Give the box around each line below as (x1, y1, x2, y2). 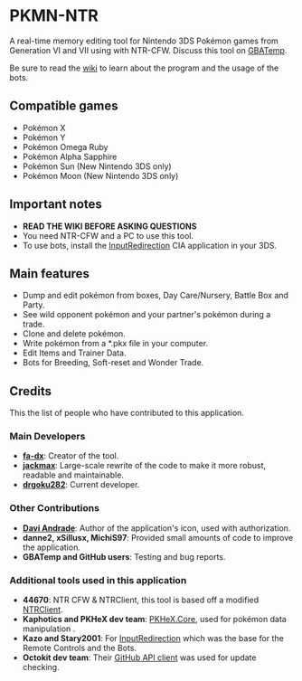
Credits (9, 383, 52, 399)
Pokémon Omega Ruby (22, 141, 109, 152)
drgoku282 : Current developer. (22, 479, 140, 490)
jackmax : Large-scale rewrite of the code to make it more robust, (22, 460, 267, 471)
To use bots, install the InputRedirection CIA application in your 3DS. (22, 240, 278, 251)
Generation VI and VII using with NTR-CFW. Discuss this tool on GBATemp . (9, 44, 288, 55)
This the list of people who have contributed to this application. (9, 408, 244, 419)
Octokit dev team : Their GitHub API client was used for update (22, 652, 257, 663)
